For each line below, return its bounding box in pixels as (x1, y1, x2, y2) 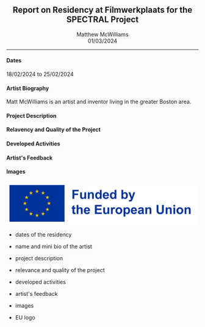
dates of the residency (15, 231, 72, 238)
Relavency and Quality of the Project (6, 126, 101, 133)
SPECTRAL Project (66, 15, 139, 25)
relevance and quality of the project (15, 266, 105, 274)
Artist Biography (6, 84, 49, 92)
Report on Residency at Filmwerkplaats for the (12, 5, 193, 15)
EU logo (15, 314, 35, 321)
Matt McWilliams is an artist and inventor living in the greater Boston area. (6, 98, 192, 106)
